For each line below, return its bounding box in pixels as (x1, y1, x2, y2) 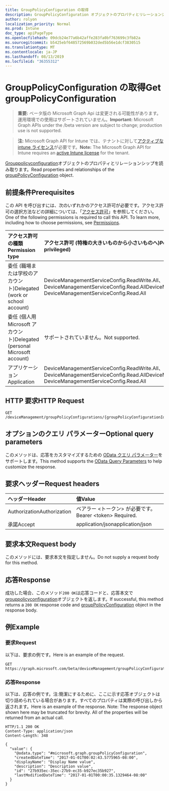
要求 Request (5, 639, 37, 646)
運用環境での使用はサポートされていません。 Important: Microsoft (17, 117, 154, 123)
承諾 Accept (8, 521, 35, 528)
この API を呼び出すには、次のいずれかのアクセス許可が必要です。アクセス (5, 202, 159, 208)
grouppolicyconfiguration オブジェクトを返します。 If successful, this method (5, 596, 163, 602)
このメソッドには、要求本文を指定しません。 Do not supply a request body (5, 554, 159, 560)
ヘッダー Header (8, 496, 46, 503)
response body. (5, 607, 38, 613)
